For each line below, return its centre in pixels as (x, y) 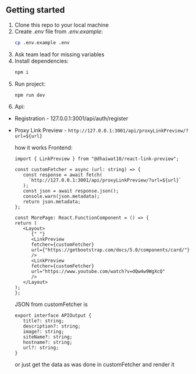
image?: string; (44, 332)
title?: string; (44, 321)
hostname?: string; (48, 343)
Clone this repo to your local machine (62, 25)
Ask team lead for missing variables (60, 54)
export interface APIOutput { (53, 316)
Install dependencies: (42, 61)
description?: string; (52, 326)
